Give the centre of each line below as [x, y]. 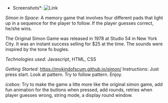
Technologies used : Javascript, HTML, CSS [51, 59]
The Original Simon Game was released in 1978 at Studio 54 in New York [81, 38]
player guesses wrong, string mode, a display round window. [69, 95]
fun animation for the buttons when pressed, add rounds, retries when [79, 90]
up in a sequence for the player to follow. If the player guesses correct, [79, 23]
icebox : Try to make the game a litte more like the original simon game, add [84, 84]
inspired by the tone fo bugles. [37, 49]
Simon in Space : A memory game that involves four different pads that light [84, 18]
